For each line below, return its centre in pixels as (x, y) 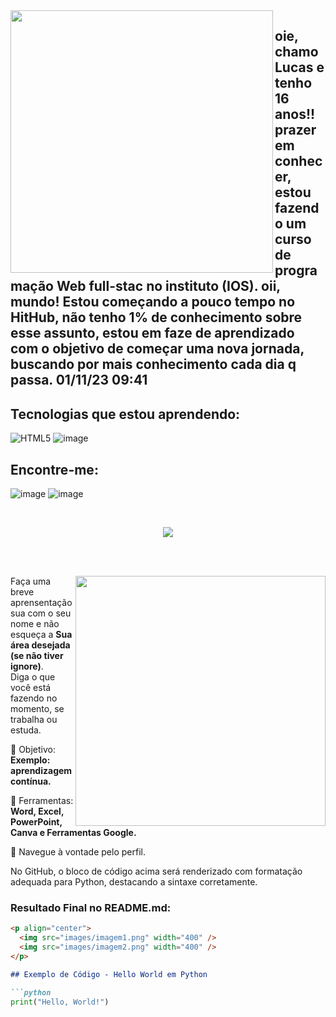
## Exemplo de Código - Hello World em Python (109, 974)
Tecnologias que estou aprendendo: (125, 414)
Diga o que (33, 677)
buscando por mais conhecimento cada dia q (153, 364)
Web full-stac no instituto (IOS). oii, (168, 286)
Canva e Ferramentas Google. (73, 833)
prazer (295, 130)
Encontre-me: (54, 469)
